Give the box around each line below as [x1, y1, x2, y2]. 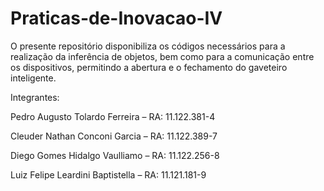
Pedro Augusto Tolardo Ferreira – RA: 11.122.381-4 [10, 110, 216, 122]
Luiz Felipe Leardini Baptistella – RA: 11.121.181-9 [10, 168, 207, 181]
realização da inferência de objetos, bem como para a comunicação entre [10, 50, 315, 62]
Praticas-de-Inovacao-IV [10, 7, 223, 30]
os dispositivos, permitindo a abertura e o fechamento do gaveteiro [10, 61, 288, 73]
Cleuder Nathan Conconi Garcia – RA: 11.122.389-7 [10, 130, 218, 142]
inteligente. [10, 72, 57, 84]
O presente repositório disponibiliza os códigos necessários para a [10, 40, 286, 52]
